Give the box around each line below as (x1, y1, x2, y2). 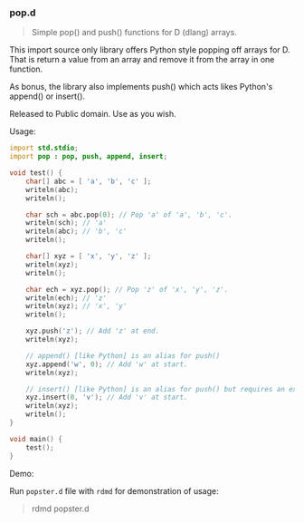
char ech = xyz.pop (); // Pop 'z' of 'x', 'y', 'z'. (25, 285, 229, 294)
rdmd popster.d (31, 503, 90, 514)
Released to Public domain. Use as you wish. (9, 109, 176, 120)
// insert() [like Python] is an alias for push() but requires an (25, 384, 285, 393)
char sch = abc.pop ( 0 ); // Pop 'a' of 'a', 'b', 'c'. (25, 210, 233, 219)
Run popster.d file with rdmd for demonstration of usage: (9, 485, 219, 496)
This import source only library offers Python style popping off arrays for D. (9, 44, 291, 55)
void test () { (9, 169, 63, 178)
